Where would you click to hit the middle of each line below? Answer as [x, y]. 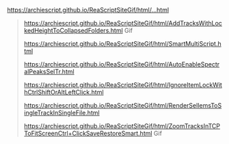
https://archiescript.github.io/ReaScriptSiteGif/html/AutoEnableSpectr [122, 64]
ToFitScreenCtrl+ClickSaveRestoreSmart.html [88, 133]
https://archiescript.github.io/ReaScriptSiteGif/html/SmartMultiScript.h [122, 44]
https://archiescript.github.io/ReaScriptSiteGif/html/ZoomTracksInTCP [122, 126]
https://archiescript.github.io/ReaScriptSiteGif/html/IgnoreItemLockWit [123, 85]
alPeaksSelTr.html [49, 72]
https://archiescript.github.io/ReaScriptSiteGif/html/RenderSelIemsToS [123, 105]
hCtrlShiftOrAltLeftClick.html [64, 92]
